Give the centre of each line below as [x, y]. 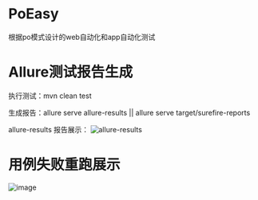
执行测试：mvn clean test [50, 96]
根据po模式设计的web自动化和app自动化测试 [82, 37]
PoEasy [34, 14]
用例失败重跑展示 [65, 165]
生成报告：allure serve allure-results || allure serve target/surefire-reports [129, 112]
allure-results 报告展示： [49, 129]
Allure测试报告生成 [71, 72]
